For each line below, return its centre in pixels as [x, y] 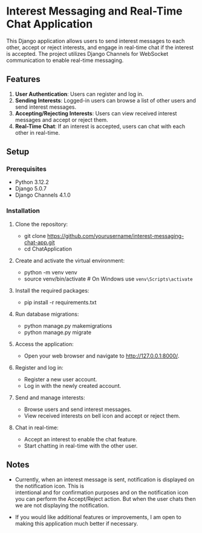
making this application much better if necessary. [77, 523]
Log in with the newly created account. [73, 385]
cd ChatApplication [48, 249]
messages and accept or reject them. [61, 120]
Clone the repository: [41, 224]
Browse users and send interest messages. [78, 409]
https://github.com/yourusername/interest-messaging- [116, 236]
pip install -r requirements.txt [60, 302]
